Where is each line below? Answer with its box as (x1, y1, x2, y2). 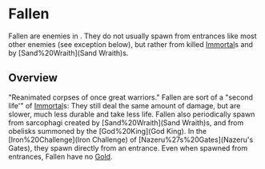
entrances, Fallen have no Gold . (8, 151, 113, 161)
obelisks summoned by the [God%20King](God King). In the (8, 126, 207, 136)
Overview (8, 71, 58, 84)
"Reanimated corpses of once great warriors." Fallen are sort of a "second (8, 92, 254, 102)
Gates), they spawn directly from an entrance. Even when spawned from (8, 143, 248, 152)
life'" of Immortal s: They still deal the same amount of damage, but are (8, 100, 241, 110)
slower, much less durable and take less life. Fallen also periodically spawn (8, 109, 255, 119)
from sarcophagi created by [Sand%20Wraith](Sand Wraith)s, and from (8, 117, 244, 128)
